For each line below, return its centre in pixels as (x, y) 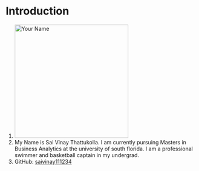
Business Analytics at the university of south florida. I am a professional (103, 149)
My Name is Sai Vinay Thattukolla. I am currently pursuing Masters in (100, 142)
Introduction (38, 11)
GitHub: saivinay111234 (43, 161)
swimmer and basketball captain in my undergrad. (77, 155)
